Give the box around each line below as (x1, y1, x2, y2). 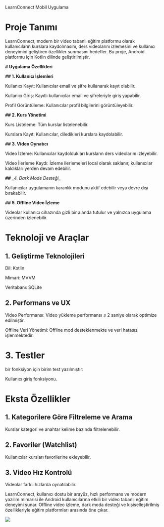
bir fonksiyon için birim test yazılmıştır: (5, 366, 84, 372)
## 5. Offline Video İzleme (5, 199, 60, 206)
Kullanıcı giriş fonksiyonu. (5, 376, 57, 382)
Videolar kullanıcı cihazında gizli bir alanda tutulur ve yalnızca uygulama (5, 209, 152, 215)
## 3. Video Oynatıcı (5, 140, 49, 146)
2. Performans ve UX (5, 299, 71, 307)
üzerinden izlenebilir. (5, 214, 48, 221)
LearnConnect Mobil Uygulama (5, 4, 69, 10)
